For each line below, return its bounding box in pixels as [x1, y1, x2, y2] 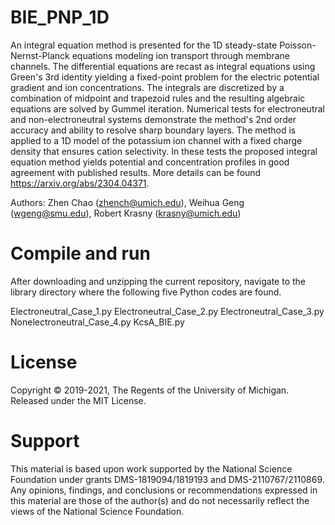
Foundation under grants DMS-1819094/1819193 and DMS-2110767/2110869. [10, 473, 325, 485]
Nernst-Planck [10, 49, 70, 61]
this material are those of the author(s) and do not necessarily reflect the [10, 494, 310, 506]
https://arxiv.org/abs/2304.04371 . [10, 177, 150, 189]
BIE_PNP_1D [10, 6, 110, 29]
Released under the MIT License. [10, 394, 147, 406]
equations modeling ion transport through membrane [71, 49, 291, 61]
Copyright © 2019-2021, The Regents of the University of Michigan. [10, 384, 290, 396]
